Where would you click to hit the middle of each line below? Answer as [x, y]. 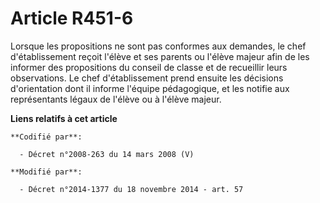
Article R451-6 [72, 18]
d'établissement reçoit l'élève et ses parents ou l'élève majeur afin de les [160, 56]
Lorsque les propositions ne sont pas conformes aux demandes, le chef [158, 46]
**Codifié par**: [46, 137]
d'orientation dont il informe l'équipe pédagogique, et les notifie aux [150, 88]
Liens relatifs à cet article [64, 118]
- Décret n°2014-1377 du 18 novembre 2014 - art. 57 [131, 189]
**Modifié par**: [46, 172]
